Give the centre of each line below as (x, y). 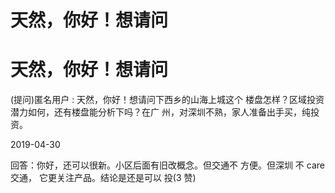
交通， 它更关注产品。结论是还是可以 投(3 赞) (103, 178)
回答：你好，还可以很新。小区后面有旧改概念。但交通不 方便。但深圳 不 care (168, 165)
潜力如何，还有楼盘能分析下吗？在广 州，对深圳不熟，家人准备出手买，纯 (160, 112)
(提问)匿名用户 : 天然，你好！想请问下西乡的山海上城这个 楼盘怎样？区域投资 (167, 100)
